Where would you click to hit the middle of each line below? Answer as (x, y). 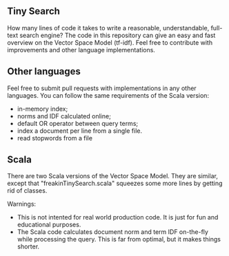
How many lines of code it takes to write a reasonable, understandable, (108, 28)
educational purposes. (49, 225)
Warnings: (22, 204)
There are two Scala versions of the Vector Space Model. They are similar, (113, 176)
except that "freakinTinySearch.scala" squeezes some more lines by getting (115, 183)
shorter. (28, 246)
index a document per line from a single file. (80, 131)
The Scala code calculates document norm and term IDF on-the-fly (113, 232)
